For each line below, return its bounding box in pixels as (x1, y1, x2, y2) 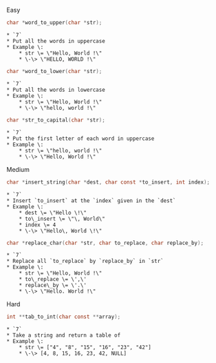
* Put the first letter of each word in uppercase (6, 135, 155, 142)
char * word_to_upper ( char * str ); (6, 19, 102, 26)
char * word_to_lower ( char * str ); (6, 68, 102, 75)
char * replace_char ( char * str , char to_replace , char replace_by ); (6, 239, 204, 246)
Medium (6, 165, 30, 173)
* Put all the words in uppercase (6, 37, 106, 44)
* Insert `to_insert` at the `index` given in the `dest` (6, 197, 176, 204)
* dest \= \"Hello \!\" (19, 209, 87, 216)
